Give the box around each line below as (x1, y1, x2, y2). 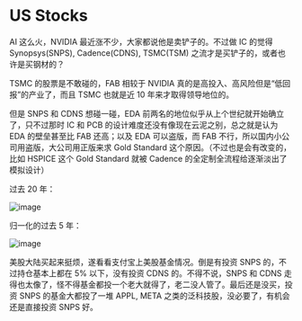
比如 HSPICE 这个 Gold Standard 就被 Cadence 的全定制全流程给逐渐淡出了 (9, 153, 288, 164)
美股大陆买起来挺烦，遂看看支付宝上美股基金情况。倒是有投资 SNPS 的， (9, 256, 280, 267)
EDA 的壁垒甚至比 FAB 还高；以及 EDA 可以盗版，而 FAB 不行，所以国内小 (9, 130, 282, 141)
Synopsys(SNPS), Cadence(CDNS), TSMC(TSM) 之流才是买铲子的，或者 (9, 47, 279, 58)
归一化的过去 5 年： (9, 219, 83, 230)
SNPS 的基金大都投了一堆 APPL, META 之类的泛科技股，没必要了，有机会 (19, 290, 290, 301)
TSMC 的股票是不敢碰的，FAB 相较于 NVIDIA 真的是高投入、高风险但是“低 (9, 77, 283, 88)
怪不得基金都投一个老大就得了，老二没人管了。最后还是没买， (56, 279, 285, 290)
